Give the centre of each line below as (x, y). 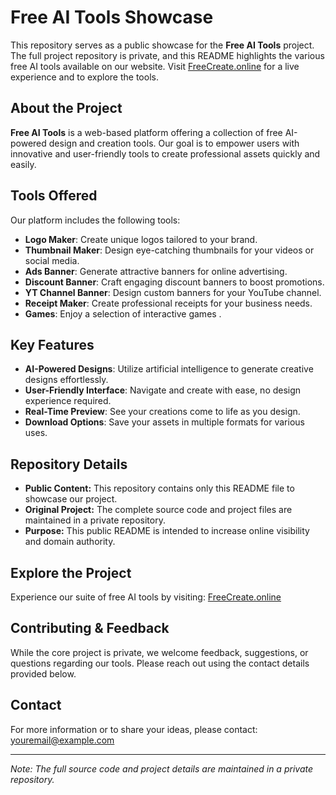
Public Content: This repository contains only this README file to (159, 488)
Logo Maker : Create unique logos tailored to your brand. (141, 239)
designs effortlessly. (66, 380)
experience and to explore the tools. (84, 77)
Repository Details (69, 464)
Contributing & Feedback (90, 628)
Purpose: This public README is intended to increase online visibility (167, 531)
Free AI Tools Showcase (112, 17)
